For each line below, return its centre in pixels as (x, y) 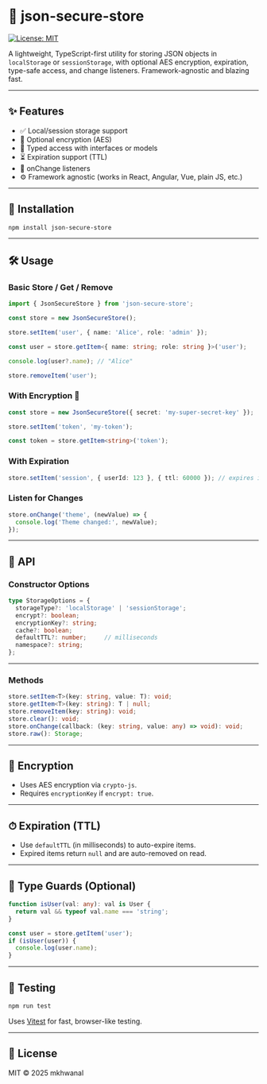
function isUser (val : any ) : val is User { (79, 904)
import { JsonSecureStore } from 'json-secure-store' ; (101, 304)
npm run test (30, 1006)
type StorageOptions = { (49, 601)
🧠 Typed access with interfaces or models (89, 148)
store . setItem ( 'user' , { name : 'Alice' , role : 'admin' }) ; (108, 332)
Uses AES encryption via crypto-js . (78, 785)
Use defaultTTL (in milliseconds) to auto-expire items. (108, 845)
